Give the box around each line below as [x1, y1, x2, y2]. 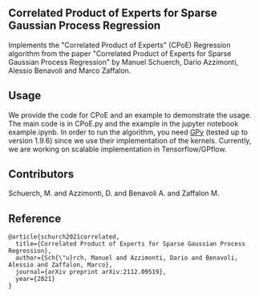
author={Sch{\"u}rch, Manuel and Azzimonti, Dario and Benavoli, [15, 254, 239, 263]
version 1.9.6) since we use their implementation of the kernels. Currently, [8, 135, 252, 145]
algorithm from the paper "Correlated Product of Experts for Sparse [8, 48, 232, 58]
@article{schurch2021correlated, [8, 233, 120, 241]
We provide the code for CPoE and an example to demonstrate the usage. [8, 110, 252, 119]
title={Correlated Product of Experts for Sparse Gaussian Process [15, 240, 246, 248]
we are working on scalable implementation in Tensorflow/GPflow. [8, 144, 227, 154]
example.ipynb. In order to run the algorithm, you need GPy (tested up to [8, 127, 249, 137]
